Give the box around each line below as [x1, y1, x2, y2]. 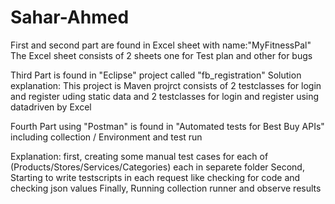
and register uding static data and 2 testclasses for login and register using [10, 90, 320, 102]
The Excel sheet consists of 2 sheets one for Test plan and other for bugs [10, 49, 313, 61]
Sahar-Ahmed [10, 6, 130, 29]
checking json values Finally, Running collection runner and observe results [10, 182, 322, 194]
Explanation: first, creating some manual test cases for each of [10, 150, 269, 162]
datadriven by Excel [10, 101, 92, 113]
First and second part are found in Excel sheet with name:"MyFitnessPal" [10, 39, 312, 51]
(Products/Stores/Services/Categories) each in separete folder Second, [10, 161, 305, 173]
